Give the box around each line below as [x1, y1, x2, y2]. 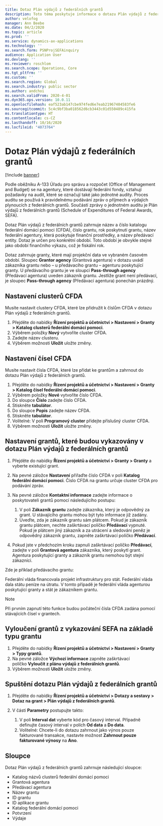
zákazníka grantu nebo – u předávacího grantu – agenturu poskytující [5, 262, 144, 268]
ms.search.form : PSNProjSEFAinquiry [5, 48, 79, 53]
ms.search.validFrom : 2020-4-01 [5, 93, 70, 98]
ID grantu [12, 795, 31, 801]
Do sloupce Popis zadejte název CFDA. [12, 407, 91, 413]
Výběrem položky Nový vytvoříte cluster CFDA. [12, 330, 107, 336]
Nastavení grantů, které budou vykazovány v [5, 437, 144, 446]
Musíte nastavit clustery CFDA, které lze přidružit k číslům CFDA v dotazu [5, 305, 152, 311]
